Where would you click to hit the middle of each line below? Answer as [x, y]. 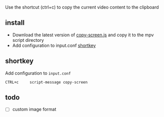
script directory [28, 40]
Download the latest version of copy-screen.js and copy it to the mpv [83, 35]
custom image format [34, 110]
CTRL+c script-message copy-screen [46, 82]
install [15, 23]
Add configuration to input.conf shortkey [54, 45]
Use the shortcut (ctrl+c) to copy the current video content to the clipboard [82, 7]
